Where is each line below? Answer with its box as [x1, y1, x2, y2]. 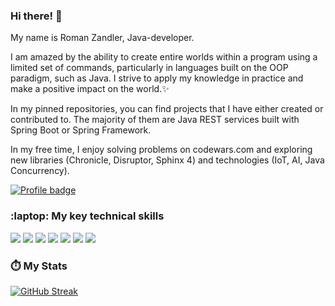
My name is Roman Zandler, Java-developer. [10, 32, 195, 44]
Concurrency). [10, 165, 70, 177]
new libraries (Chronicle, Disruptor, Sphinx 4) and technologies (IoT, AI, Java [10, 154, 325, 166]
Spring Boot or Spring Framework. [10, 124, 152, 136]
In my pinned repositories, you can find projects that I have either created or [10, 103, 324, 115]
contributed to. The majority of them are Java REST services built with [10, 114, 300, 126]
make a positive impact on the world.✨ [10, 83, 170, 95]
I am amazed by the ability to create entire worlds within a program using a [10, 51, 318, 63]
